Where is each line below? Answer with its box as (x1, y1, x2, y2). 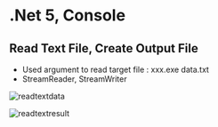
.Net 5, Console (9, 5, 126, 26)
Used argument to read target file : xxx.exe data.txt (21, 64, 209, 75)
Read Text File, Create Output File (9, 41, 198, 56)
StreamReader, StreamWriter (21, 74, 127, 84)
